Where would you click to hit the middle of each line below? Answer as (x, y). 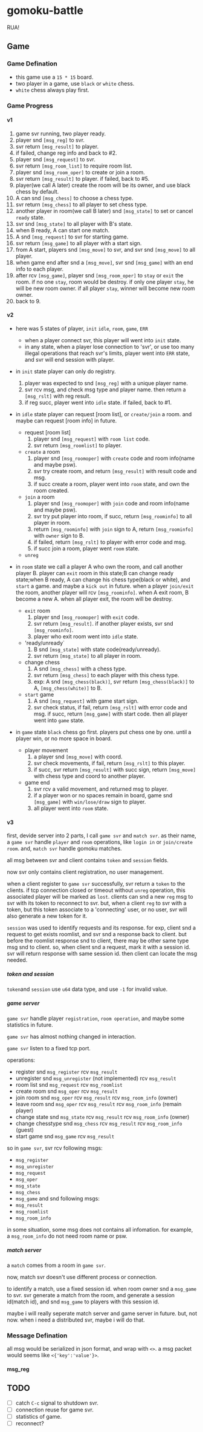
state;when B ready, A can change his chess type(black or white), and (103, 579)
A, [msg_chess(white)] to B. (68, 688)
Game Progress (30, 106)
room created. (51, 490)
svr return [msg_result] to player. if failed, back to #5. (82, 178)
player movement (46, 750)
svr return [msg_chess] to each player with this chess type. (106, 675)
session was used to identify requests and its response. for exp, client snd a (101, 928)
